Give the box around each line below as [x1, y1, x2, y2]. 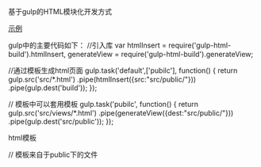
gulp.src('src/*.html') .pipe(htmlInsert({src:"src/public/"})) [8, 74, 197, 84]
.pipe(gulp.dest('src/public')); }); [8, 117, 113, 126]
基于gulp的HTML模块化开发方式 [8, 7, 113, 16]
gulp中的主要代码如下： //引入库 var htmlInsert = [8, 40, 167, 50]
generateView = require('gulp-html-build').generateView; [67, 50, 254, 59]
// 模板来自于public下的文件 [8, 150, 98, 159]
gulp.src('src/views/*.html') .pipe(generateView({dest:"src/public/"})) [8, 108, 234, 117]
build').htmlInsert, [8, 50, 66, 59]
